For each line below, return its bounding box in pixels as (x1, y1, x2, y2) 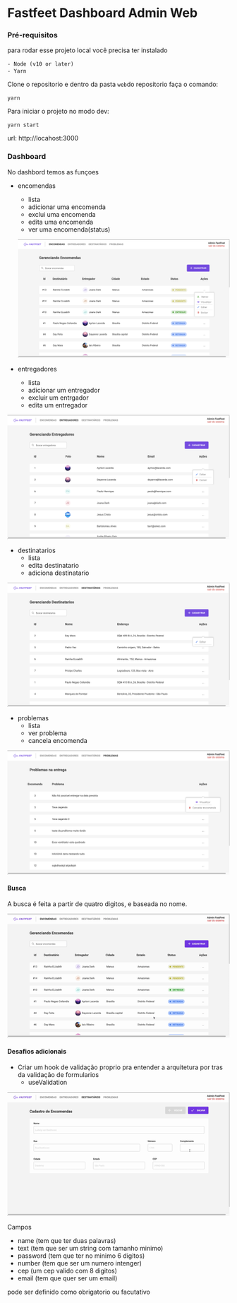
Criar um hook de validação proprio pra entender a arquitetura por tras (17, 1063, 224, 1071)
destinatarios (17, 546, 56, 554)
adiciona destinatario (28, 569, 90, 577)
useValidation (28, 1078, 68, 1086)
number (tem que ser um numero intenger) (17, 1259, 142, 1268)
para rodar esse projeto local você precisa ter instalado (7, 46, 168, 54)
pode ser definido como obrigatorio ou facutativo (7, 1287, 150, 1297)
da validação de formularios (17, 1070, 99, 1078)
